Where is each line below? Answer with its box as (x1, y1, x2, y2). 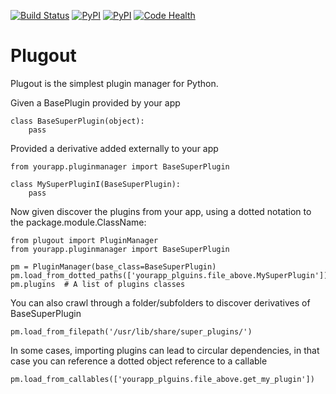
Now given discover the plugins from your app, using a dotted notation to (10, 205, 312, 217)
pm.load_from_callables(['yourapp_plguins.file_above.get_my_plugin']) (10, 374, 315, 384)
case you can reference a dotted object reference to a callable (10, 355, 268, 367)
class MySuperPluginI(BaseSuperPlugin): (10, 179, 182, 189)
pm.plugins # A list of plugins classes (10, 279, 186, 289)
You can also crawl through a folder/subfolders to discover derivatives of (10, 296, 311, 309)
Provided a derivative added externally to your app (10, 142, 219, 154)
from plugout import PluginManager (10, 235, 159, 245)
